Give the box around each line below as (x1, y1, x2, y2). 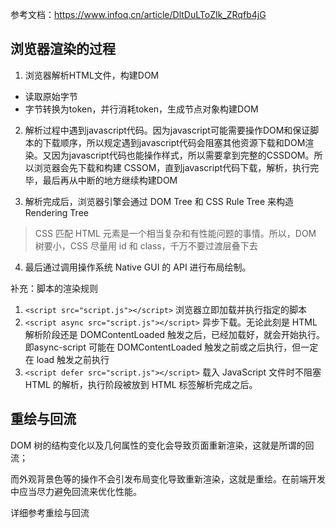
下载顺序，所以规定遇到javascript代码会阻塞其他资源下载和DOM (42, 136, 306, 148)
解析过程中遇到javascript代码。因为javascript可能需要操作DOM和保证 (24, 124, 311, 136)
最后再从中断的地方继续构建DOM (42, 174, 178, 186)
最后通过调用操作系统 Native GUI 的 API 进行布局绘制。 (24, 261, 252, 273)
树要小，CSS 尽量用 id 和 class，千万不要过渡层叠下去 (34, 239, 258, 252)
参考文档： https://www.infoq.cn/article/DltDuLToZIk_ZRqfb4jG (10, 9, 267, 20)
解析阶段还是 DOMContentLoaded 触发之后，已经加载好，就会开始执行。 (24, 328, 326, 340)
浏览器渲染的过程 (10, 41, 116, 58)
